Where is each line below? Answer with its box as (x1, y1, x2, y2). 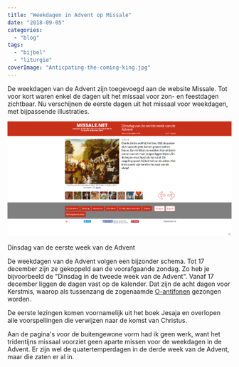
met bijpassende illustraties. (7, 107, 90, 115)
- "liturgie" (14, 57, 53, 64)
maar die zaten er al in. (7, 353, 75, 361)
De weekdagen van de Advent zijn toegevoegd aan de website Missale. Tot (7, 84, 228, 92)
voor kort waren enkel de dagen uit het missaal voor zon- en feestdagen (7, 92, 219, 100)
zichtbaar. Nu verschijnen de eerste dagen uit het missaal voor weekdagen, (7, 100, 228, 108)
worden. (7, 295, 32, 304)
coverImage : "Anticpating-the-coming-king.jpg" (7, 64, 152, 71)
